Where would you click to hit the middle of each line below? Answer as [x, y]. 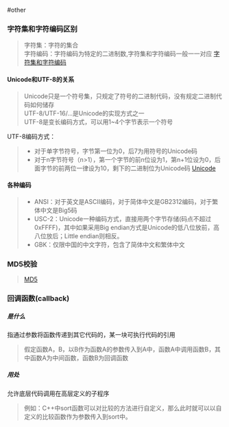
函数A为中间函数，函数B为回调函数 [79, 358]
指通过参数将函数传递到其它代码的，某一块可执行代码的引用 [91, 334]
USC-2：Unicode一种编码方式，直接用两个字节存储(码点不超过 [123, 218]
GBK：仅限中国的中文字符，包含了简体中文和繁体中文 [109, 244]
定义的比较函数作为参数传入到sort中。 [77, 416]
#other [16, 10]
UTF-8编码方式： [32, 136]
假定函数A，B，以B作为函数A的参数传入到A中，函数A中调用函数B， [119, 349]
